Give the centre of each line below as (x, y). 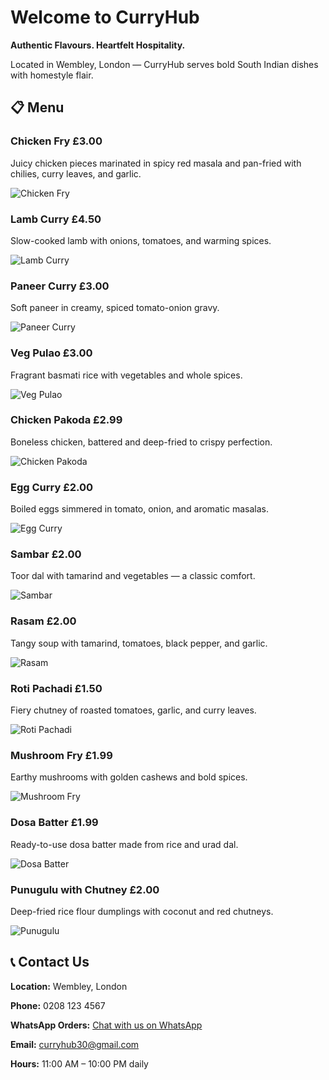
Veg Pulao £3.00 (51, 353)
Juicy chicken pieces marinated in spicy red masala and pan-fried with (156, 163)
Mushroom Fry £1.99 (61, 755)
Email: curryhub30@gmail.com (75, 1044)
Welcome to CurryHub (105, 17)
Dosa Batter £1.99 (54, 823)
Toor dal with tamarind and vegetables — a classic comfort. (133, 576)
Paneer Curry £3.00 (60, 286)
